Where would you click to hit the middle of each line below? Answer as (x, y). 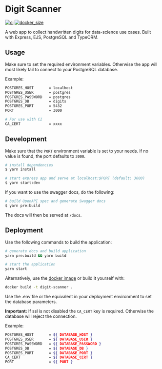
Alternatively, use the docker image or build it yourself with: (65, 278)
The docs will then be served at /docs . (43, 215)
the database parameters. (31, 302)
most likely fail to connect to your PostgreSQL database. (61, 69)
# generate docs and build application (46, 251)
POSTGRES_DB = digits (36, 102)
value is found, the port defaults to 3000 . (45, 156)
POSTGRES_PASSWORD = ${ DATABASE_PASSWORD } (53, 344)
